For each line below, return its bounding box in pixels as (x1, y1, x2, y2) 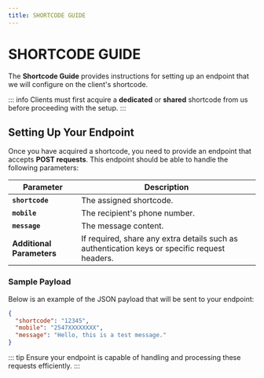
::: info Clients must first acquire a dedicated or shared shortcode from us (8, 95, 248, 104)
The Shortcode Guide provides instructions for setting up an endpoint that (8, 71, 250, 81)
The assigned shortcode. (81, 195, 174, 206)
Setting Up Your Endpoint (8, 125, 135, 139)
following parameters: (8, 163, 79, 173)
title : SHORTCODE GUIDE (8, 11, 86, 20)
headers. (81, 253, 114, 264)
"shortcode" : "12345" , (15, 317, 90, 325)
